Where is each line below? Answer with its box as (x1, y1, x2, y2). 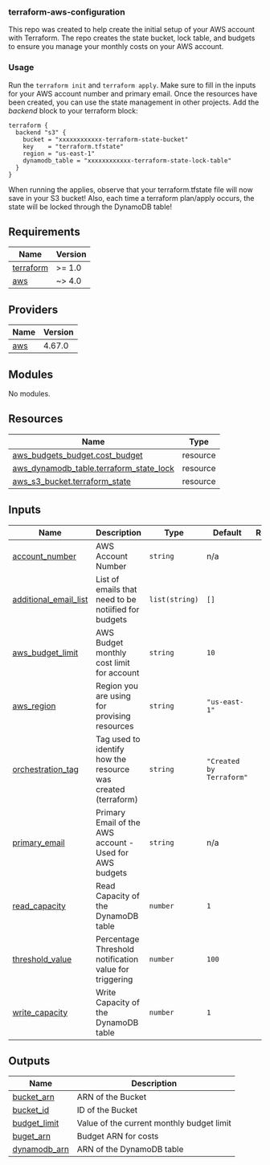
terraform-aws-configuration (8, 6, 126, 18)
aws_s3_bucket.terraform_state (12, 475, 131, 486)
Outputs (8, 1054, 51, 1068)
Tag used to (96, 733, 141, 745)
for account (96, 667, 140, 678)
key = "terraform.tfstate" (22, 142, 125, 150)
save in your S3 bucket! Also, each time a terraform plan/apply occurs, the (8, 193, 255, 203)
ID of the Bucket (76, 1105, 138, 1116)
